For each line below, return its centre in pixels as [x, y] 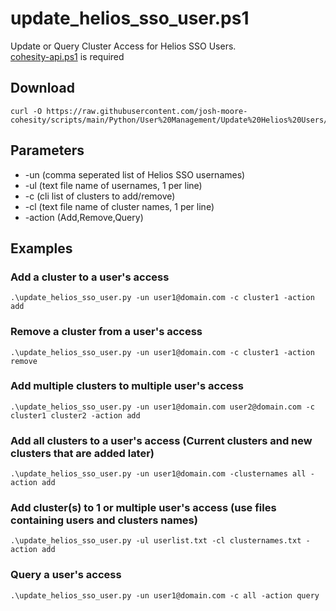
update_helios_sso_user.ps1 [130, 18]
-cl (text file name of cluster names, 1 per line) [119, 206]
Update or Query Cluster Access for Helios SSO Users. [123, 46]
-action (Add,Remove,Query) [84, 217]
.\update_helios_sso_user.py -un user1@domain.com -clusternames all [158, 474]
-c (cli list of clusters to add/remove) [100, 196]
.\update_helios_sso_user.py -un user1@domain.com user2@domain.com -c [162, 407]
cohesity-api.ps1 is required [67, 56]
